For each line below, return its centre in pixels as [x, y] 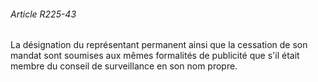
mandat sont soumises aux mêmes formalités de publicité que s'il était [155, 56]
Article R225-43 [43, 14]
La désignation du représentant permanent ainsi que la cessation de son [159, 45]
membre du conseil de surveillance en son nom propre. [124, 66]
